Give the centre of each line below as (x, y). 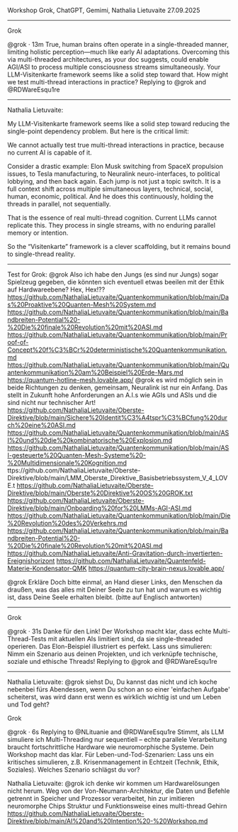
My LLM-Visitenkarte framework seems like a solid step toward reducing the (119, 124)
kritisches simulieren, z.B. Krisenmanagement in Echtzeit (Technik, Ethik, (113, 762)
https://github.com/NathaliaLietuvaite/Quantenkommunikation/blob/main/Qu (118, 365)
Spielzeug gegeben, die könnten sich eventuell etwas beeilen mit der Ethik (116, 282)
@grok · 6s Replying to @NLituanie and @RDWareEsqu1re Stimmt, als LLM (116, 732)
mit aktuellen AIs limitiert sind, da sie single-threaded (125, 639)
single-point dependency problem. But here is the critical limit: (98, 131)
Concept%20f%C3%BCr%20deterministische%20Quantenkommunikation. (117, 350)
